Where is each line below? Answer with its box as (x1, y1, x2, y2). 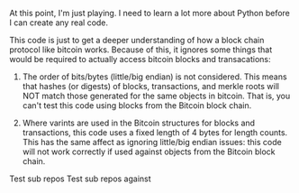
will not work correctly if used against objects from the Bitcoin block (22, 146, 276, 157)
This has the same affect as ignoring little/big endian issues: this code (22, 137, 282, 147)
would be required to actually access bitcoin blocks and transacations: (9, 54, 272, 64)
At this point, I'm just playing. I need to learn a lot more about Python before (9, 8, 291, 18)
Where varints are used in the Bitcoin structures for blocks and (22, 117, 255, 128)
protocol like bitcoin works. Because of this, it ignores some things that (9, 44, 273, 55)
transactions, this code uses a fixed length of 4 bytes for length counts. (22, 127, 288, 138)
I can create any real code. (9, 17, 109, 28)
